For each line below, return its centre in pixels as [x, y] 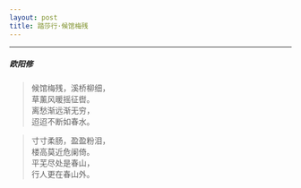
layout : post [34, 17]
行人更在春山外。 [63, 175]
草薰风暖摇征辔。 [63, 99]
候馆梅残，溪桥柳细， [70, 88]
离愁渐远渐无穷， [63, 111]
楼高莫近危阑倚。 [63, 152]
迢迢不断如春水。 [63, 122]
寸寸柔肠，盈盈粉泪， [70, 141]
